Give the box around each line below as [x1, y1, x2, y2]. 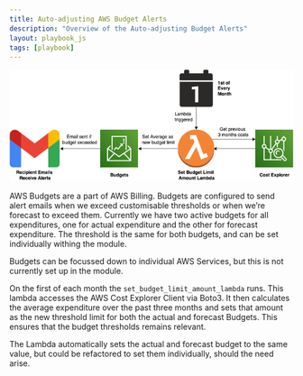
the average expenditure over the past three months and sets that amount [9, 302, 284, 313]
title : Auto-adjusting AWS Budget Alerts [9, 14, 168, 23]
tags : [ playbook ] [9, 43, 75, 52]
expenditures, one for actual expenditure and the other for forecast [9, 219, 259, 230]
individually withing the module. [9, 238, 128, 249]
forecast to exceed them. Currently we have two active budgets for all [9, 209, 269, 220]
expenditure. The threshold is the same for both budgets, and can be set [9, 228, 279, 239]
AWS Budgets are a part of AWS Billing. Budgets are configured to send [9, 190, 275, 201]
